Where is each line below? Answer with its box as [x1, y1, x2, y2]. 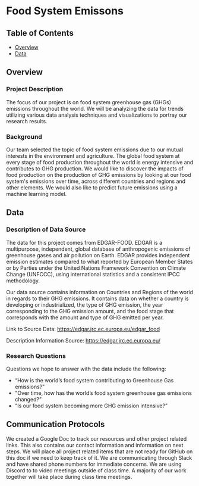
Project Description [6, 85, 64, 94]
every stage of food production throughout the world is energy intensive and [6, 158, 194, 166]
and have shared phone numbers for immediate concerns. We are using [6, 460, 182, 468]
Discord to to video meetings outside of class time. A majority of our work [6, 466, 187, 474]
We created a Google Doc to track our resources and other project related [6, 435, 187, 442]
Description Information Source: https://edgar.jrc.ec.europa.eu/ [6, 337, 161, 344]
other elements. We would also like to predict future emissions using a [6, 183, 178, 191]
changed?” [14, 395, 42, 403]
